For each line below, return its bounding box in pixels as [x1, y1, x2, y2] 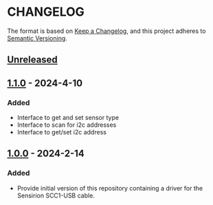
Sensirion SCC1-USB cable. [16, 191, 95, 200]
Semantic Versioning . [7, 34, 67, 42]
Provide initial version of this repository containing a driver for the [16, 184, 203, 192]
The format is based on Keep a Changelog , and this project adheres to [7, 27, 206, 35]
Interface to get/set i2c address [16, 128, 106, 136]
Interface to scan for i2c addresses [16, 121, 117, 129]
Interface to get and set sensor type [16, 114, 119, 122]
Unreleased [7, 54, 58, 66]
